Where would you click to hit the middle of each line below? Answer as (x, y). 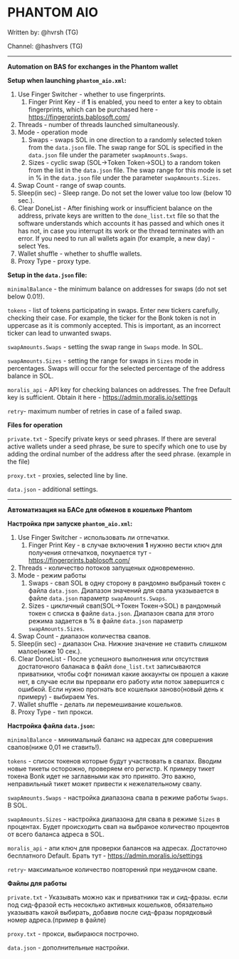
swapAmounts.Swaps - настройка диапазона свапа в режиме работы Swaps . (118, 798)
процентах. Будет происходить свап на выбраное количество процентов (118, 826)
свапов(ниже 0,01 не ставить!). (54, 747)
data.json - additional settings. (53, 489)
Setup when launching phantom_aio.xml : (67, 80)
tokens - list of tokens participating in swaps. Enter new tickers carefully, (114, 310)
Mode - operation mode (53, 132)
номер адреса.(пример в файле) (57, 920)
